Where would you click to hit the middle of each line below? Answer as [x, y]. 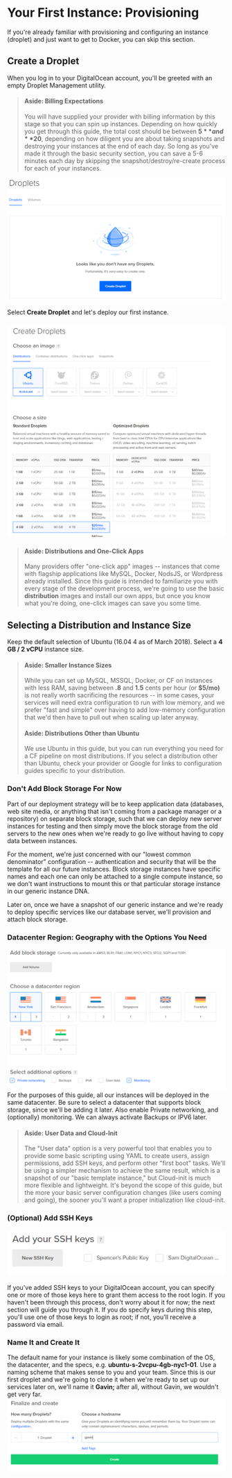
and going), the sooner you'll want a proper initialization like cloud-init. [125, 1200]
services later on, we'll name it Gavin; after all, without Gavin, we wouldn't [113, 1387]
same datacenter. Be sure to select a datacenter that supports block [104, 1102]
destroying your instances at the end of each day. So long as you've [121, 146]
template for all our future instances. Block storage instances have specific [114, 869]
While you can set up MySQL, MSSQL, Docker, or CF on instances [118, 681]
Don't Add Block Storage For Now [65, 789]
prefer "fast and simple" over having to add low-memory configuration [125, 710]
